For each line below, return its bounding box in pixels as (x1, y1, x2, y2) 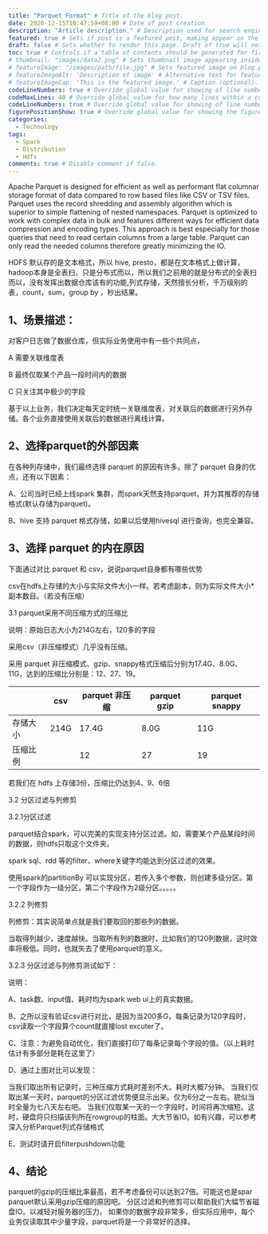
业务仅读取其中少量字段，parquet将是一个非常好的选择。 (8, 1217, 195, 1227)
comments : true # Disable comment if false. (8, 160, 159, 168)
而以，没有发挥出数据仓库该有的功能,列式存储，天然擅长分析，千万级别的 (8, 278, 249, 287)
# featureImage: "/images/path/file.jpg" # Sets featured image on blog (8, 64, 255, 72)
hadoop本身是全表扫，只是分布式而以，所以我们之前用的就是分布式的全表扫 (8, 268, 258, 278)
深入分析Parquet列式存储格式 (8, 1122, 104, 1131)
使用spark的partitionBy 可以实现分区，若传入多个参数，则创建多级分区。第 (8, 873, 254, 882)
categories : (8, 116, 48, 124)
